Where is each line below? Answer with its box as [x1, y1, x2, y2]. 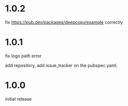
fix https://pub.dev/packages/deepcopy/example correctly [5, 19, 123, 25]
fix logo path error [5, 53, 42, 59]
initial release [5, 96, 32, 102]
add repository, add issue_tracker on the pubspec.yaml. [5, 62, 118, 68]
